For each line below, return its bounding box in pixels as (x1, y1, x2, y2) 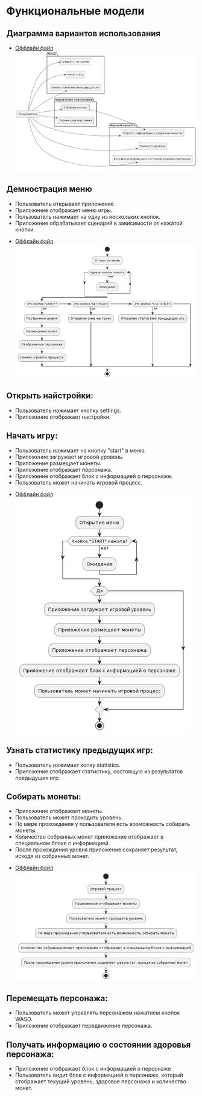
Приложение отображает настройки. (14, 413, 111, 421)
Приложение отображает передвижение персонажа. (14, 1022, 153, 1030)
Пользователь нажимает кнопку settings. (14, 407, 122, 414)
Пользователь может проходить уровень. (14, 814, 124, 821)
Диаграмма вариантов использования (6, 28, 161, 39)
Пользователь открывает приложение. (14, 200, 116, 207)
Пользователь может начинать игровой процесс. (14, 479, 143, 486)
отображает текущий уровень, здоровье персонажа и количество (14, 1077, 187, 1085)
